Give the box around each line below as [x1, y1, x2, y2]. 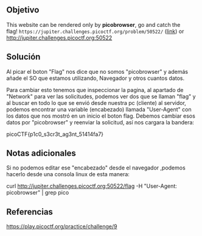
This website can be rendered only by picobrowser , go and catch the [6, 21, 181, 28]
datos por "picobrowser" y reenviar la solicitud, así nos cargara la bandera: [6, 118, 195, 126]
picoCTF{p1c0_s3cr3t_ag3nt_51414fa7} [6, 131, 104, 138]
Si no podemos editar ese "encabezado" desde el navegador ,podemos [6, 164, 186, 171]
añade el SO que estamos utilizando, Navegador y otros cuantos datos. [6, 74, 185, 82]
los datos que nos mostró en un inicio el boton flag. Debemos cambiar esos [6, 112, 196, 120]
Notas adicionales [6, 148, 76, 159]
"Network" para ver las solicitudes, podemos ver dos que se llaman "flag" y [6, 93, 196, 100]
